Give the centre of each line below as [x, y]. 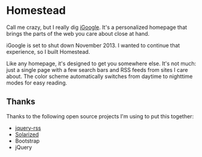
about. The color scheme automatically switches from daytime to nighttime [99, 76]
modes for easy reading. [37, 83]
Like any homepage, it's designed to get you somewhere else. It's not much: [101, 63]
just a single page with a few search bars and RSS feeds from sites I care [97, 69]
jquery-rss [28, 128]
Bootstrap [27, 141]
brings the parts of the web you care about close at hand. [78, 33]
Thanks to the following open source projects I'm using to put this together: [100, 116]
